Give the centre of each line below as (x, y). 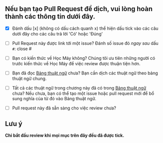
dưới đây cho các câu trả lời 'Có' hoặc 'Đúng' (57, 34)
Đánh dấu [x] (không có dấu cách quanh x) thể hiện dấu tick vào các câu (85, 28)
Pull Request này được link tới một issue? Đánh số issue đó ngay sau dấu (85, 43)
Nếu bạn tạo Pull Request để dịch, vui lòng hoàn (79, 9)
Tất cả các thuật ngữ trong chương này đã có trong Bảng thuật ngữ (79, 88)
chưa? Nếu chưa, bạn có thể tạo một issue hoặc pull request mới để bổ (83, 93)
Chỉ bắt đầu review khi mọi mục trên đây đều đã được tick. (65, 135)
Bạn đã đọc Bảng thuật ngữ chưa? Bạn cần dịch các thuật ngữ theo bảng (85, 73)
